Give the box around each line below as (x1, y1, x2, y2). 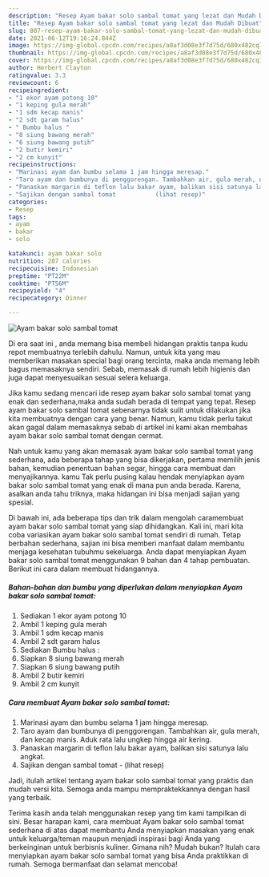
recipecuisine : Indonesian (8, 264, 98, 272)
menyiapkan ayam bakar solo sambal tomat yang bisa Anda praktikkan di (8, 851, 249, 860)
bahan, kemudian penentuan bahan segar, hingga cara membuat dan (8, 464, 236, 473)
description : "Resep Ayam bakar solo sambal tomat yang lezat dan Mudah (8, 11, 256, 20)
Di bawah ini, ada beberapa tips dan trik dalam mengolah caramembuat (8, 513, 244, 522)
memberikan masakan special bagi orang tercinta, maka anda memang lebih (8, 356, 260, 365)
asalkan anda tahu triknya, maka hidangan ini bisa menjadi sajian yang (8, 489, 240, 498)
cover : (8, 57, 30, 65)
